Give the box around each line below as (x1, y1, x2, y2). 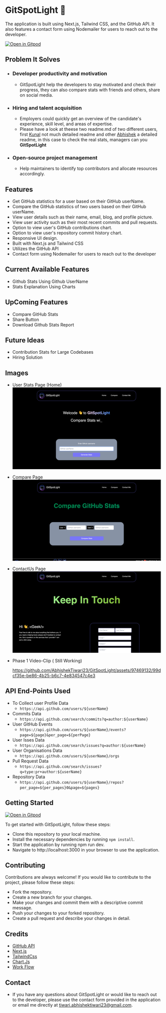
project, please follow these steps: (5, 879, 75, 886)
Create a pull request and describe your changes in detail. (12, 915, 131, 921)
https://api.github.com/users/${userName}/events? (19, 727, 126, 732)
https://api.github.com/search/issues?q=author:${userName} (19, 743, 146, 748)
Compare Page (12, 474, 43, 480)
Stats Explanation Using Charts (12, 283, 76, 289)
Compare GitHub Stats (12, 311, 58, 317)
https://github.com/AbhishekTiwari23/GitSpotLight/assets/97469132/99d (12, 667, 162, 673)
